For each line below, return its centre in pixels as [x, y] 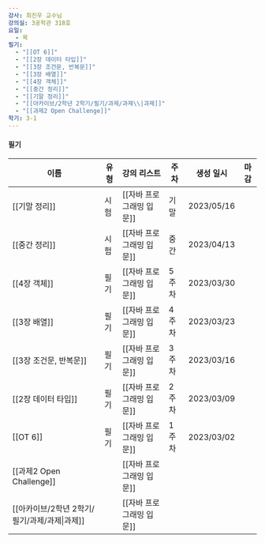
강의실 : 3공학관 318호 [39, 23]
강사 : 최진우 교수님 [35, 15]
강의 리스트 [142, 173]
